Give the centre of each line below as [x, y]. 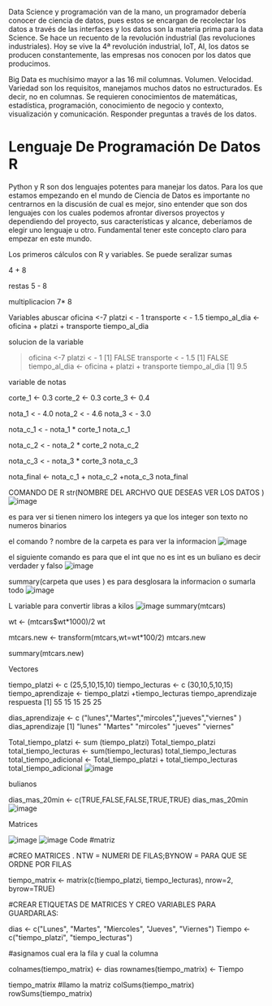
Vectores [24, 669]
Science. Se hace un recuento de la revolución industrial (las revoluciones [132, 37]
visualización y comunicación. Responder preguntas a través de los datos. [133, 114]
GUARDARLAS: [34, 913]
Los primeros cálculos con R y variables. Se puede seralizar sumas [121, 254]
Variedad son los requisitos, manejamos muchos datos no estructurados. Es [135, 88]
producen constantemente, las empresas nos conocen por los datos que [130, 55]
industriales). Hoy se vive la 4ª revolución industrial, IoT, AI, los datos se [129, 46]
